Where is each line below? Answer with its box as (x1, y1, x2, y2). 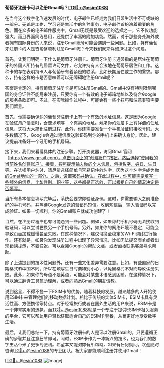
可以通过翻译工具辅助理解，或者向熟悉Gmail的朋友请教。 (5, 278, 120, 284)
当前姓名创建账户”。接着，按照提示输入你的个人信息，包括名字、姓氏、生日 (5, 161, 157, 167)
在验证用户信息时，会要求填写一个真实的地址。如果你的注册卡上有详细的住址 (5, 120, 159, 125)
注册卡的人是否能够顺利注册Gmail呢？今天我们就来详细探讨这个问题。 (9, 46, 149, 51)
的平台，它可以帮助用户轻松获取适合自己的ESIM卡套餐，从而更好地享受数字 (5, 313, 157, 319)
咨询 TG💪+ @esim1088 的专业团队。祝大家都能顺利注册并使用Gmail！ (5, 348, 143, 353)
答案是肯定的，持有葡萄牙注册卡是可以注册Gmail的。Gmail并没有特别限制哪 (5, 85, 156, 91)
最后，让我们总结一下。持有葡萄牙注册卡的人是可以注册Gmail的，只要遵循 (5, 329, 154, 335)
